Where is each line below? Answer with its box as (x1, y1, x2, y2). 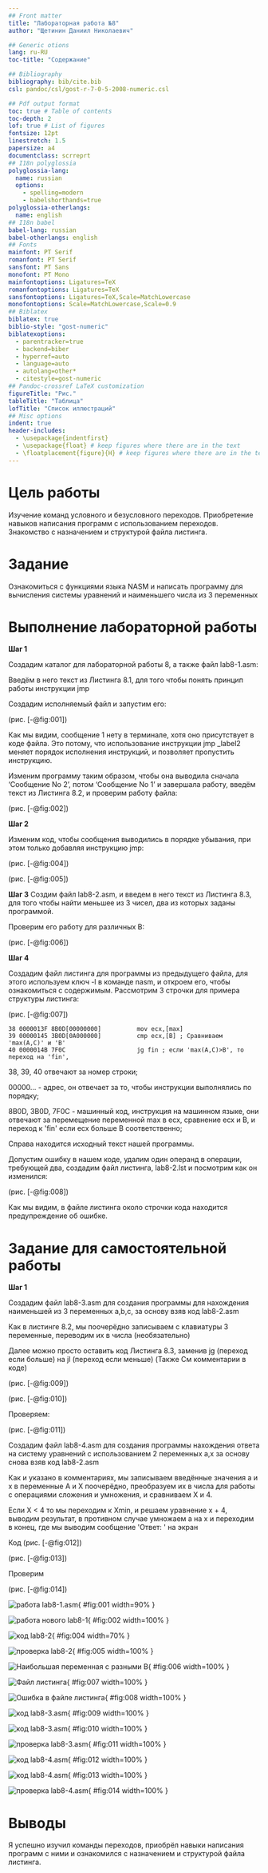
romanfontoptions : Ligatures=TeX (8, 286, 120, 294)
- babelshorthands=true (22, 197, 102, 205)
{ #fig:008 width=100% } (104, 1693, 187, 1703)
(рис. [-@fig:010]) (8, 1394, 68, 1404)
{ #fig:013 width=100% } (67, 1771, 148, 1780)
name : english (15, 211, 62, 219)
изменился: (8, 1172, 48, 1181)
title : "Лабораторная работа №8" (8, 19, 120, 27)
